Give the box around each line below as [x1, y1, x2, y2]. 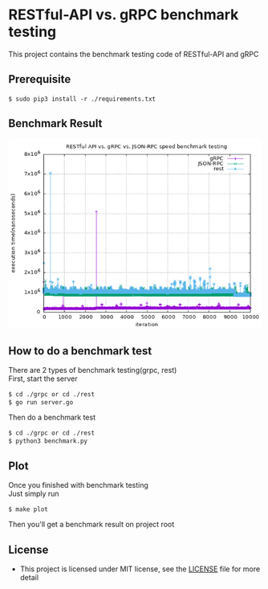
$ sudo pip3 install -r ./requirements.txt [8, 95, 156, 103]
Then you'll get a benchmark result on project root [8, 520, 175, 530]
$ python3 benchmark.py [8, 437, 88, 445]
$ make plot [8, 505, 48, 513]
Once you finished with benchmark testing [8, 481, 148, 490]
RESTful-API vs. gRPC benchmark [8, 6, 239, 24]
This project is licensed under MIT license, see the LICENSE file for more [19, 564, 261, 574]
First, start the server [8, 374, 78, 383]
